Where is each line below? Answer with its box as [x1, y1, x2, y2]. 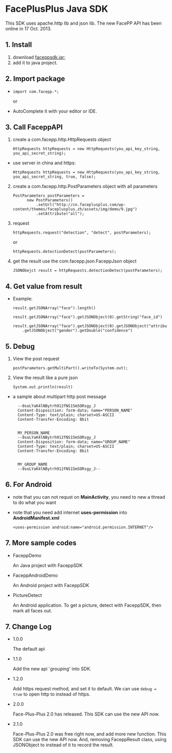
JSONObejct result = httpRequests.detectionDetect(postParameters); [12, 268, 163, 273]
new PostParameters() [26, 198, 73, 203]
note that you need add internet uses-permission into [12, 509, 127, 515]
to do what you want [12, 499, 56, 505]
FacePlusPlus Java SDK [5, 3, 108, 15]
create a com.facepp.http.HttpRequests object [12, 137, 111, 143]
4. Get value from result [5, 282, 83, 291]
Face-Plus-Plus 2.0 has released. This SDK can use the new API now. [12, 711, 160, 717]
